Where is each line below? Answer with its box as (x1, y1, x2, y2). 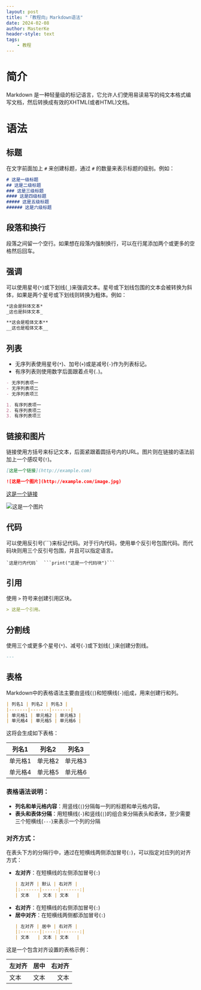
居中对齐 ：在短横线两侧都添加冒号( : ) (14, 911, 106, 919)
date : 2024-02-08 (6, 20, 50, 26)
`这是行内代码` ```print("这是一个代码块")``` (6, 560, 115, 566)
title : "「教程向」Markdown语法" (6, 14, 83, 20)
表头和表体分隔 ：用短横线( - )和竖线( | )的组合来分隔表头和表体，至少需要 (14, 810, 191, 817)
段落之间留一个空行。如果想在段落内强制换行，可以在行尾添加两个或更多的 (6, 240, 190, 247)
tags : (6, 37, 20, 43)
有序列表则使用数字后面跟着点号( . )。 (14, 368, 106, 375)
